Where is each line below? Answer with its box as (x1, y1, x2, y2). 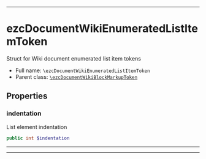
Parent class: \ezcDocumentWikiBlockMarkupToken (15, 73, 138, 80)
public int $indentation (6, 135, 70, 141)
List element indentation (6, 123, 67, 130)
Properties (6, 91, 48, 102)
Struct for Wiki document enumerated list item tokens (6, 54, 141, 62)
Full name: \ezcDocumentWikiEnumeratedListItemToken (15, 67, 150, 74)
